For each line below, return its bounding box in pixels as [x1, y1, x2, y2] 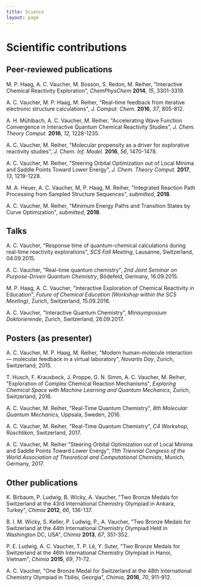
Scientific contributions [6, 40, 128, 54]
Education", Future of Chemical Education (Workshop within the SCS [6, 291, 177, 298]
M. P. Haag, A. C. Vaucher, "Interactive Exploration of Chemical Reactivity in [6, 284, 194, 292]
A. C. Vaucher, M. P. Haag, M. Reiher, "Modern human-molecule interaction [6, 349, 193, 356]
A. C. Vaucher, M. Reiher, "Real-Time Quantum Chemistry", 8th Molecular [6, 405, 188, 412]
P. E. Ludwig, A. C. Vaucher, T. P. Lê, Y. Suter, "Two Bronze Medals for [6, 542, 181, 550]
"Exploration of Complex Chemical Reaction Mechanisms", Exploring [6, 380, 176, 387]
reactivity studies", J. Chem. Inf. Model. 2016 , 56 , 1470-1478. [6, 147, 158, 155]
